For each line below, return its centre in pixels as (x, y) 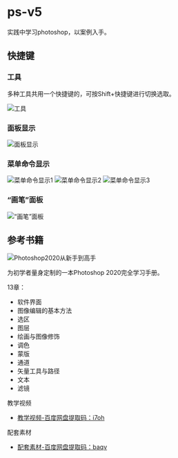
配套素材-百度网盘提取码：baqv (62, 447)
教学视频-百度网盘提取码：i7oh (61, 418)
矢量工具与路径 (38, 371)
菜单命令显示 (29, 164)
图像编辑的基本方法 (44, 311)
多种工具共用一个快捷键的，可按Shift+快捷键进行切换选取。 (91, 93)
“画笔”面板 (25, 200)
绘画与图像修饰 (38, 336)
